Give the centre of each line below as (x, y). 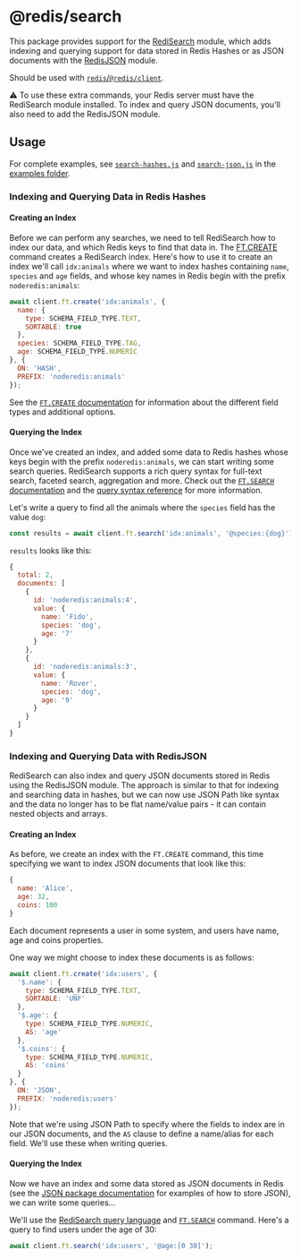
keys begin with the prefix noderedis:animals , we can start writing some (142, 461)
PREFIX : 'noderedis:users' (67, 1099)
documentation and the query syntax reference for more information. (136, 490)
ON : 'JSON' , (40, 1091)
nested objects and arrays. (58, 814)
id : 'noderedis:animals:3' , (85, 667)
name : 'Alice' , (46, 888)
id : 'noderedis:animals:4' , (85, 600)
